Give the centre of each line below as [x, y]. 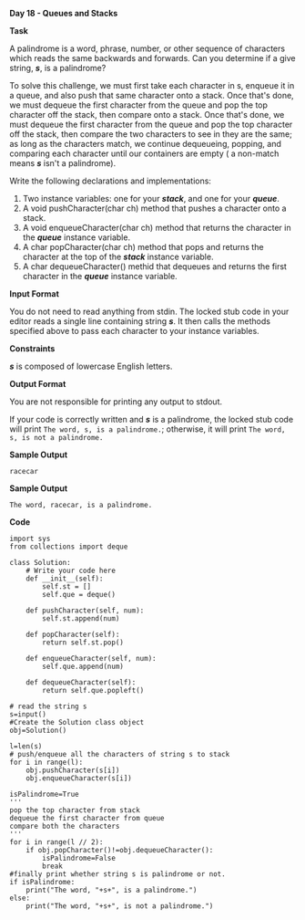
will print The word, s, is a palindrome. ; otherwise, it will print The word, [147, 429]
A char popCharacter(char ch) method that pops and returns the [143, 247]
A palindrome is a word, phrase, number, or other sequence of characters [147, 48]
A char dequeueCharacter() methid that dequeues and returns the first [154, 267]
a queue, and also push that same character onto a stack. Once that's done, [152, 95]
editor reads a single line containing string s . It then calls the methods [140, 321]
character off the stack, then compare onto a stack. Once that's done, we [147, 115]
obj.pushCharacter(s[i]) [73, 770]
